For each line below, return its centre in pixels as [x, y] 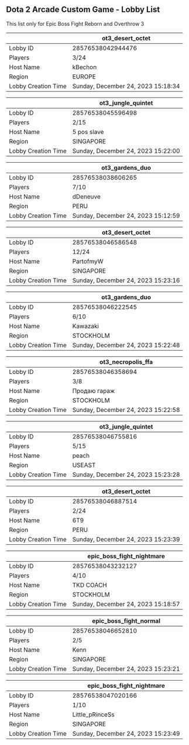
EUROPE [84, 77]
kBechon [85, 67]
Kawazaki [86, 326]
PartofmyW [88, 261]
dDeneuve [87, 197]
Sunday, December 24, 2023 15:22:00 [126, 150]
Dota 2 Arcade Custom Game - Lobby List [83, 10]
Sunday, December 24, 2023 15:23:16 [126, 280]
